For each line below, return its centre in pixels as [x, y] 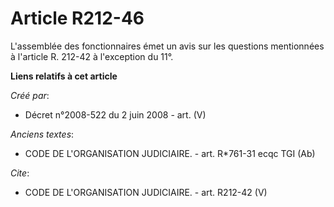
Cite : [20, 173]
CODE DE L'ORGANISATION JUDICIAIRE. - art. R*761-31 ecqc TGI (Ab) [170, 153]
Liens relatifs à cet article [64, 76]
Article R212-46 [77, 18]
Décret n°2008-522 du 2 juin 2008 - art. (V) [115, 114]
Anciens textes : [42, 134]
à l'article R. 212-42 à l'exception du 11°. [92, 56]
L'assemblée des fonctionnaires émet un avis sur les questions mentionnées [167, 46]
